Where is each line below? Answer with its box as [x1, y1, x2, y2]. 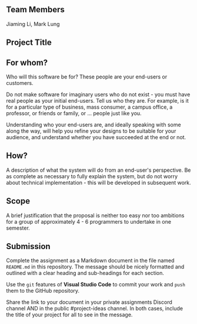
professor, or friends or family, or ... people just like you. [6, 110, 142, 117]
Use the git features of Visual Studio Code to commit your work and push [6, 281, 185, 288]
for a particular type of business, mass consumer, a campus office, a [6, 103, 173, 111]
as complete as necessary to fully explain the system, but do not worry [6, 172, 178, 179]
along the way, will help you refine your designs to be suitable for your [6, 127, 176, 135]
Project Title [6, 38, 52, 48]
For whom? [6, 57, 48, 67]
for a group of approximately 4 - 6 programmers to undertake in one [6, 218, 172, 225]
